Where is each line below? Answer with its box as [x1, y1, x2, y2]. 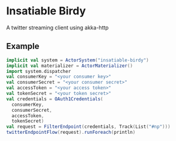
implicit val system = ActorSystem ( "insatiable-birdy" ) [6, 57, 149, 63]
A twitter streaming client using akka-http [6, 24, 109, 31]
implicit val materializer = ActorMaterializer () [6, 63, 133, 69]
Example [6, 41, 40, 51]
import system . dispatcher [6, 68, 71, 74]
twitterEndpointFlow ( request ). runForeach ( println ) [6, 130, 136, 136]
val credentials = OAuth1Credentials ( [6, 96, 103, 102]
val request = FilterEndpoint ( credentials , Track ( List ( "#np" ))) [6, 124, 171, 130]
